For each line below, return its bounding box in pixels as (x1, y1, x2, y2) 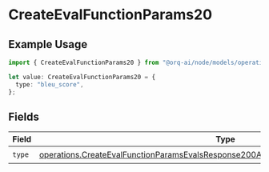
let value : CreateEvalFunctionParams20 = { (8, 73, 156, 81)
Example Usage (8, 38, 88, 51)
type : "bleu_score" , (15, 80, 84, 89)
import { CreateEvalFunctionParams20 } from (8, 58, 159, 66)
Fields (8, 110, 40, 123)
